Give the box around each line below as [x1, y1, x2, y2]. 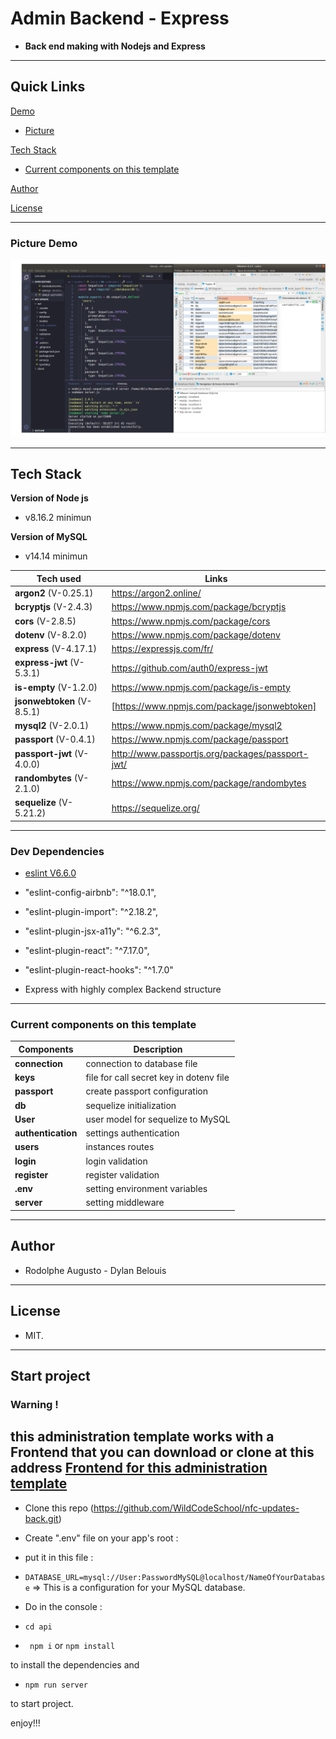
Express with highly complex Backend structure [24, 983, 222, 995]
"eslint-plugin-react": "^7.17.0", [24, 944, 150, 956]
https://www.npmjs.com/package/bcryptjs [111, 601, 287, 613]
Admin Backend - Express [10, 7, 230, 30]
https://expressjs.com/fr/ [111, 643, 214, 655]
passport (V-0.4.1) [14, 733, 96, 746]
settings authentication [85, 1127, 180, 1139]
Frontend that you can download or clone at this [10, 1444, 315, 1461]
